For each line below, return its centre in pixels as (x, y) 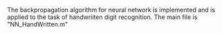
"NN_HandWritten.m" (37, 24)
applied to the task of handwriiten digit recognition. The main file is (102, 17)
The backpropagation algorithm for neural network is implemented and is (111, 10)
